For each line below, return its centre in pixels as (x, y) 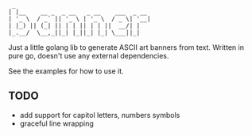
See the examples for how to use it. (66, 71)
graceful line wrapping (56, 123)
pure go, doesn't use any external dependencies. (89, 56)
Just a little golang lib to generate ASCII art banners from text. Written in (126, 47)
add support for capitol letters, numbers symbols (100, 115)
